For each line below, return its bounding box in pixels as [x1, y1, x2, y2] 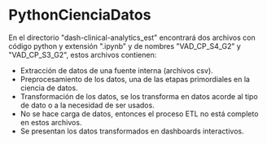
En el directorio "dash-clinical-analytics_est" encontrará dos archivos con [8, 33, 256, 42]
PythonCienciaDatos [8, 6, 151, 24]
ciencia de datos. [20, 83, 79, 93]
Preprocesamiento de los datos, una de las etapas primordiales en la [20, 74, 251, 84]
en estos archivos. [20, 117, 82, 127]
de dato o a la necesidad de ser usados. [20, 100, 155, 110]
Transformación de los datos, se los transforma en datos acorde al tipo [20, 91, 258, 101]
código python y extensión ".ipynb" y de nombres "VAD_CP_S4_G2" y [8, 41, 242, 50]
